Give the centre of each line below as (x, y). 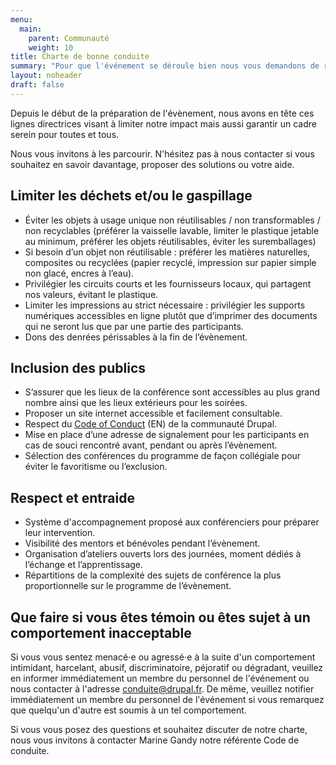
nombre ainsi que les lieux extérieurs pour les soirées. (136, 403)
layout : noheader (46, 76)
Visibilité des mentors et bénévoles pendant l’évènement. (142, 543)
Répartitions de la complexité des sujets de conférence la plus (153, 575)
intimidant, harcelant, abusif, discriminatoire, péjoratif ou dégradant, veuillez (167, 667)
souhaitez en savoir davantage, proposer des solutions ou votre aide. (152, 164)
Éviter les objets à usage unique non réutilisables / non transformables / (172, 220)
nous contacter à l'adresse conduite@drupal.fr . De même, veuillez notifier (162, 689)
